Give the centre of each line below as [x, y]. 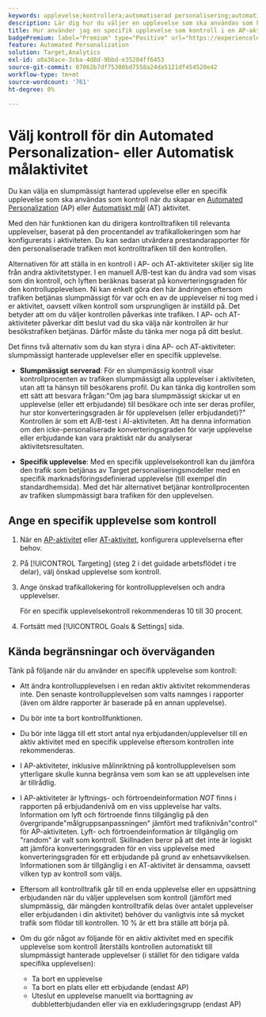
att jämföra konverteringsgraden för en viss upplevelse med [117, 848]
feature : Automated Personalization [68, 45]
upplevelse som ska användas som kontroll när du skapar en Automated [125, 200]
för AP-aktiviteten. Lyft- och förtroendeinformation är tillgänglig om [129, 831]
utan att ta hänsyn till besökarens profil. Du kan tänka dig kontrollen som [137, 388]
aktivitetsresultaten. [52, 447]
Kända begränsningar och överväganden [112, 651]
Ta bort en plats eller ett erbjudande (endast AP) [110, 987]
